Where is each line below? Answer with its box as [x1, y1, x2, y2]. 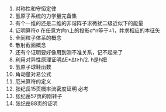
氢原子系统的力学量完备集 [15, 12, 77, 19]
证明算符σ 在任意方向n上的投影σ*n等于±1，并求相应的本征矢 [15, 27, 160, 34]
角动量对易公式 [15, 71, 51, 78]
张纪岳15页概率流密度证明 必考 [15, 85, 89, 92]
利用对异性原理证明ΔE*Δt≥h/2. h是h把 [15, 56, 108, 63]
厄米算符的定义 [15, 78, 51, 85]
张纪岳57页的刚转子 [15, 93, 63, 99]
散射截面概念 [15, 41, 46, 48]
